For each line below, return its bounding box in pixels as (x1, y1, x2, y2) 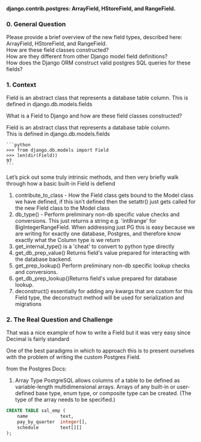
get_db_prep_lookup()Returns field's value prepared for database (14, 275, 178, 282)
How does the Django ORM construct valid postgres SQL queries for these (6, 59, 191, 66)
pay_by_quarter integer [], (17, 419, 87, 425)
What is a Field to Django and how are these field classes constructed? (6, 112, 182, 120)
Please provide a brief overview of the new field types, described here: (6, 33, 182, 40)
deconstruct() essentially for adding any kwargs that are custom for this (14, 288, 193, 295)
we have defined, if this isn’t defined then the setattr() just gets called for (14, 198, 196, 205)
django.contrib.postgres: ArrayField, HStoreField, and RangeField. (6, 5, 176, 12)
